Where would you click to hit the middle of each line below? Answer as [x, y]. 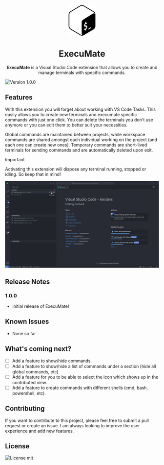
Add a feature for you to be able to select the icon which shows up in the [85, 377]
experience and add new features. [40, 431]
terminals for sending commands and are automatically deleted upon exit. [79, 150]
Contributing [25, 409]
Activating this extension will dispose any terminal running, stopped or [76, 169]
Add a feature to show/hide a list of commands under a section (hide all [84, 366]
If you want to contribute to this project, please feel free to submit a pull [77, 420]
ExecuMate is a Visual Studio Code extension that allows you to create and [82, 67]
